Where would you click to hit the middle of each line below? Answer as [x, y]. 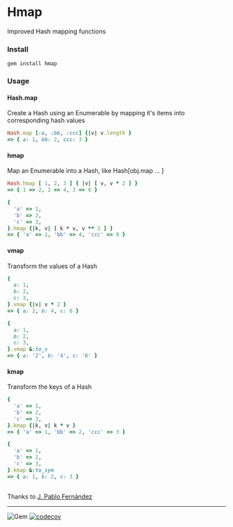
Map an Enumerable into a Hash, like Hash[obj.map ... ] [86, 171]
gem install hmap [32, 64]
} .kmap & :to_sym [31, 470]
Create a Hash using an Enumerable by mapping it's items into [96, 113]
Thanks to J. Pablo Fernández [50, 496]
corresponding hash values [46, 120]
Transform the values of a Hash [52, 266]
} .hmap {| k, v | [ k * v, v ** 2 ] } [60, 228]
